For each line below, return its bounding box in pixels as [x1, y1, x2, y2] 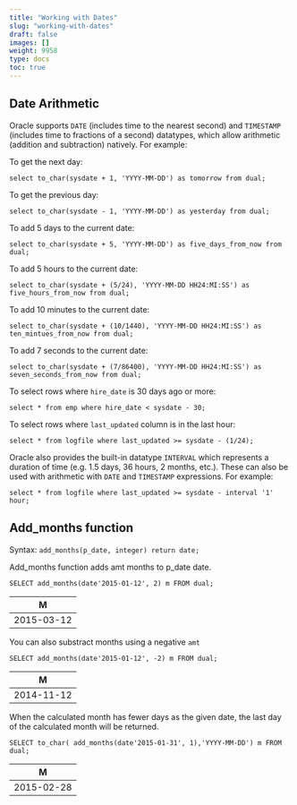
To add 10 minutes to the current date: [9, 304, 150, 314]
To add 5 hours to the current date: [9, 263, 139, 274]
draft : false [9, 30, 58, 39]
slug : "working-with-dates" [9, 21, 115, 30]
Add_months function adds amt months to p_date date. [9, 561, 212, 572]
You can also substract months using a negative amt [9, 637, 200, 647]
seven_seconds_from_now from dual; [9, 370, 142, 379]
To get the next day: [9, 156, 83, 167]
